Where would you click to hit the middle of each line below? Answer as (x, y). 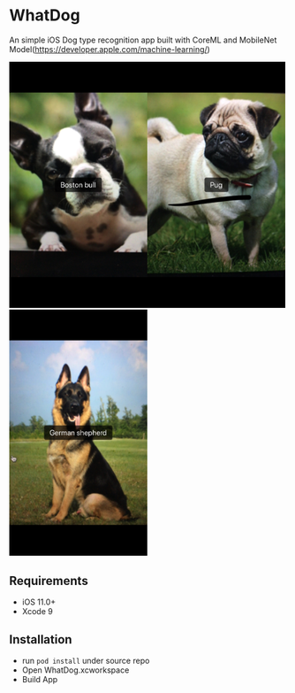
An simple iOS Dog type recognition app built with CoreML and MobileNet (143, 40)
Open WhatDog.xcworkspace (76, 670)
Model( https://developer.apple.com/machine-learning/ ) (110, 49)
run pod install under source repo (86, 660)
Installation (41, 639)
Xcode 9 (37, 612)
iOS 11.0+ (38, 602)
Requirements (49, 581)
